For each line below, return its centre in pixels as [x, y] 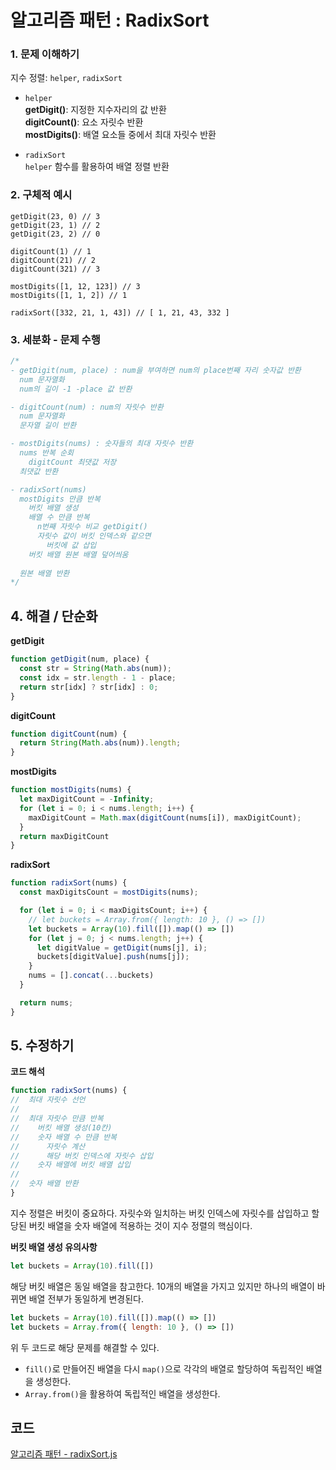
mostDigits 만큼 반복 [60, 499]
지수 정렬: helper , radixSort [66, 78]
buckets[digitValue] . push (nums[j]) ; [113, 957]
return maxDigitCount [64, 836]
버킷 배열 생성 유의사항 [54, 1247]
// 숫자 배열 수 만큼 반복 [64, 1137]
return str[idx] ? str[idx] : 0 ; [89, 687]
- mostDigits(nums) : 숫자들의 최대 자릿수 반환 [102, 444]
